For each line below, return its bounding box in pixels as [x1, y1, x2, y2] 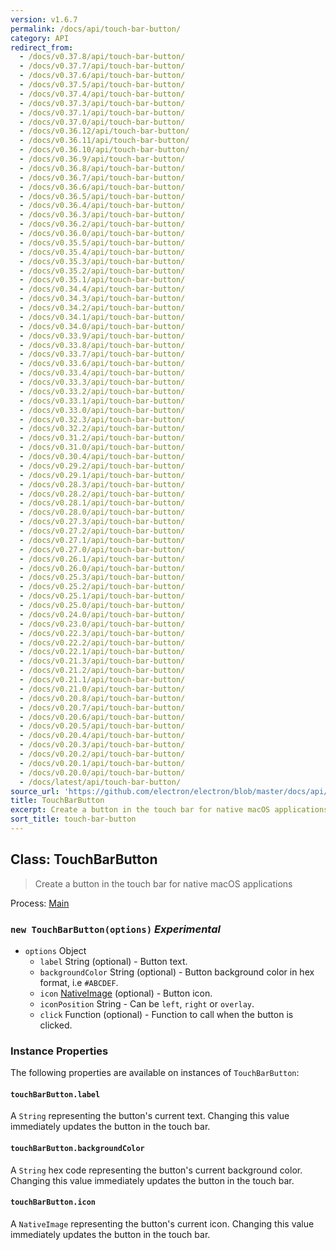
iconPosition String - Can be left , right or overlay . [39, 997, 255, 1010]
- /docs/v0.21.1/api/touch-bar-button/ [19, 675, 186, 685]
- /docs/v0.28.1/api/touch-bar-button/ [19, 498, 186, 508]
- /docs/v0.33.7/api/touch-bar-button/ [19, 349, 186, 360]
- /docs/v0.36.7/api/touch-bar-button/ [19, 172, 186, 183]
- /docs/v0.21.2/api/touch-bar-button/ [19, 666, 186, 676]
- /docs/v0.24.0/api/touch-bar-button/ [19, 609, 186, 620]
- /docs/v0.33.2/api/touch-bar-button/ [19, 386, 186, 396]
